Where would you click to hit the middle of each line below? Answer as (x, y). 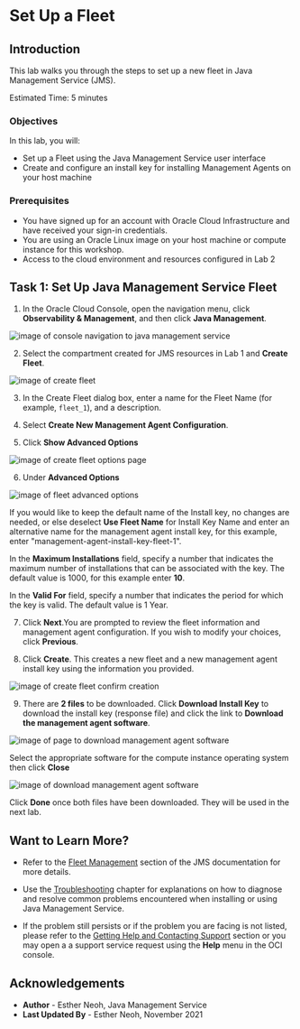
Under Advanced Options (71, 477)
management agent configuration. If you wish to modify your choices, (152, 632)
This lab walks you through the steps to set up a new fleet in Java (131, 70)
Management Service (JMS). (63, 80)
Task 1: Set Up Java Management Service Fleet (143, 287)
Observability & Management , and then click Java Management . (145, 319)
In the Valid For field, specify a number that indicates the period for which (146, 596)
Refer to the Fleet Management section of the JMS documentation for (151, 862)
